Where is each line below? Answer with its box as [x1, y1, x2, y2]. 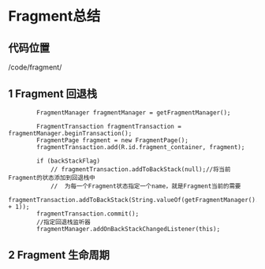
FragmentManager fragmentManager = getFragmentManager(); [36, 108, 231, 117]
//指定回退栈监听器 [36, 218, 91, 226]
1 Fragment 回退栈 [8, 88, 98, 101]
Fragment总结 [8, 7, 101, 25]
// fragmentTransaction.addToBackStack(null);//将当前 [50, 165, 231, 174]
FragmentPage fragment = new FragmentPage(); [36, 136, 189, 144]
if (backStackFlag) [36, 157, 101, 165]
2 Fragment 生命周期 [8, 248, 110, 262]
